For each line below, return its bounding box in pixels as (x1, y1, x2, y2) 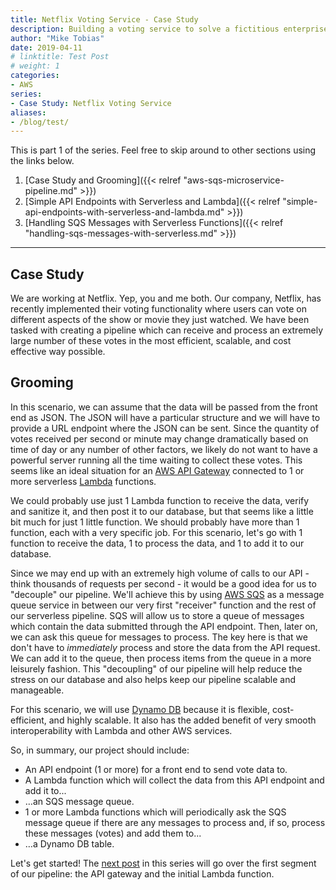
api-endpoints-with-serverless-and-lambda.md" (24, 206, 225, 218)
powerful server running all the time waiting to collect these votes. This (10, 454, 303, 466)
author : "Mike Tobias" (10, 33, 105, 43)
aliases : (10, 107, 47, 118)
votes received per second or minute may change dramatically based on (10, 432, 309, 445)
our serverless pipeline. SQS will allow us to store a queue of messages (10, 609, 305, 621)
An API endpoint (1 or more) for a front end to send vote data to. (24, 763, 288, 775)
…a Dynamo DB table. (24, 837, 115, 850)
